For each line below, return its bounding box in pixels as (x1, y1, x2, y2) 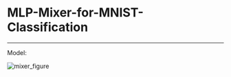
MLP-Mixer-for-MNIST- (7, 5, 144, 21)
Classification (7, 19, 88, 35)
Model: (7, 48, 27, 56)
